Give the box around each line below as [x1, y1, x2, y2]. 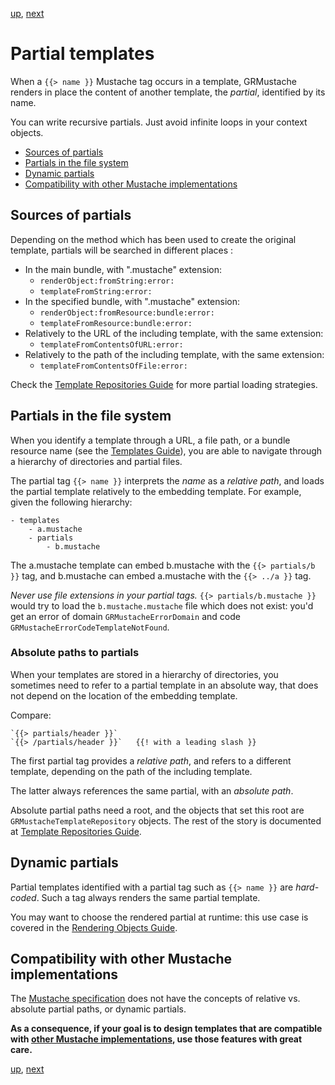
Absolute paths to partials [10, 646, 140, 660]
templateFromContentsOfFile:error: [39, 361, 188, 371]
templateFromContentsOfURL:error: [39, 339, 184, 350]
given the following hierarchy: [10, 496, 133, 508]
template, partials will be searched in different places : [10, 244, 234, 256]
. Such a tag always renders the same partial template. [36, 891, 261, 903]
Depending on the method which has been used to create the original [10, 233, 297, 245]
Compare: [10, 709, 52, 721]
